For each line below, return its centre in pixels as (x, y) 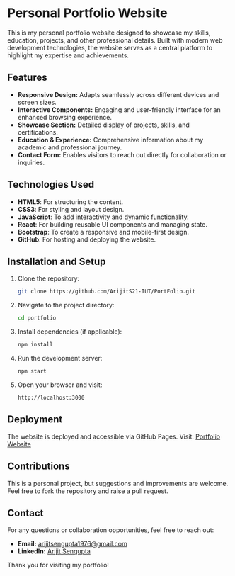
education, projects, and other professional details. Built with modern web (115, 40)
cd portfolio (37, 318)
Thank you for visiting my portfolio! (58, 565)
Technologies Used (51, 185)
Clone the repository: (48, 278)
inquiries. (31, 162)
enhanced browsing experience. (64, 117)
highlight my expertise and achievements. (68, 55)
